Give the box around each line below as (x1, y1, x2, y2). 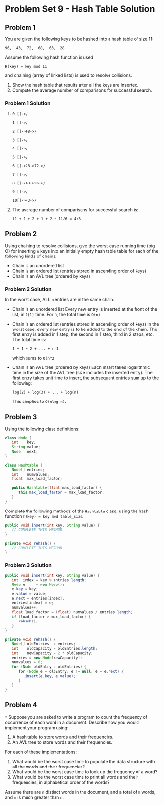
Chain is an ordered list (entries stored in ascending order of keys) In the (12, 321, 159, 327)
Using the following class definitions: (5, 426, 80, 432)
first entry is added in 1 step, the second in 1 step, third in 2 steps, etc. (12, 331, 154, 337)
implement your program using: (5, 724, 69, 731)
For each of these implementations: (5, 749, 77, 755)
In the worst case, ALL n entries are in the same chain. (5, 297, 115, 303)
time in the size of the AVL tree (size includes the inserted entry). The (12, 370, 153, 376)
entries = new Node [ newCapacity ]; (11, 655, 82, 660)
